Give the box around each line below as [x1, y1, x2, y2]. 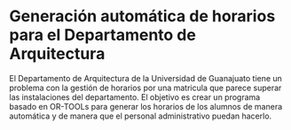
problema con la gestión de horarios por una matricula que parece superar [9, 82, 282, 93]
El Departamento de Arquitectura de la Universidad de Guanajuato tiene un [9, 73, 282, 83]
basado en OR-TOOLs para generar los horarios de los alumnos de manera [9, 101, 283, 111]
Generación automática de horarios [9, 6, 276, 27]
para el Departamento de [9, 25, 197, 45]
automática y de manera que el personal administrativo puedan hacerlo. [9, 111, 272, 121]
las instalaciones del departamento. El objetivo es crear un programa [9, 91, 261, 103]
